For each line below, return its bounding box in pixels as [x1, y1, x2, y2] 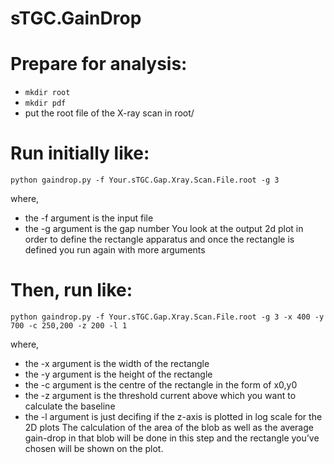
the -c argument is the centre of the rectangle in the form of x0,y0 [24, 379, 298, 391]
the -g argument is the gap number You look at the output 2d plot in [24, 223, 304, 235]
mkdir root [24, 88, 71, 98]
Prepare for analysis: [10, 53, 188, 76]
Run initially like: [10, 142, 150, 165]
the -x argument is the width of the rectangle [24, 358, 210, 369]
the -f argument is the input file [24, 212, 154, 224]
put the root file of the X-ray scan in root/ [24, 107, 195, 119]
